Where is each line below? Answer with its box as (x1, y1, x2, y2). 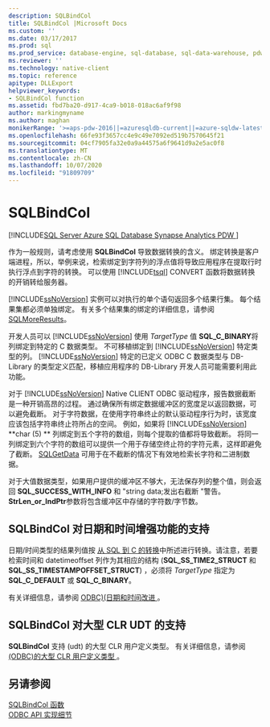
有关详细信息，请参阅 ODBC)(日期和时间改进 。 (8, 593, 165, 602)
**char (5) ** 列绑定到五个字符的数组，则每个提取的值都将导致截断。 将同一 (8, 428, 259, 439)
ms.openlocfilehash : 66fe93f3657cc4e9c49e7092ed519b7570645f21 (8, 131, 225, 139)
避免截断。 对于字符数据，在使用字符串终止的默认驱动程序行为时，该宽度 (14, 408, 257, 419)
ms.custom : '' (8, 27, 56, 35)
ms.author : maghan (8, 117, 70, 125)
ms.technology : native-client (8, 64, 110, 72)
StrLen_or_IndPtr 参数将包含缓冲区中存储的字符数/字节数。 (8, 496, 202, 506)
